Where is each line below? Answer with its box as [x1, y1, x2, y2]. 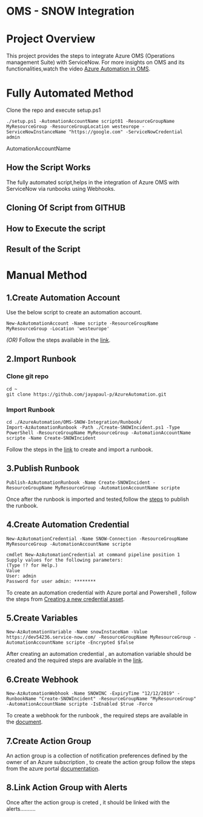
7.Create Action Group [6, 736, 92, 746]
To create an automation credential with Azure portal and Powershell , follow [6, 588, 197, 596]
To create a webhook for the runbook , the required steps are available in [6, 712, 188, 719]
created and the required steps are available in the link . [6, 657, 144, 664]
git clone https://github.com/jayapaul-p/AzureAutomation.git [6, 391, 167, 398]
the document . [6, 719, 43, 726]
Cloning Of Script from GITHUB [6, 202, 126, 213]
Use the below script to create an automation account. [6, 309, 142, 316]
